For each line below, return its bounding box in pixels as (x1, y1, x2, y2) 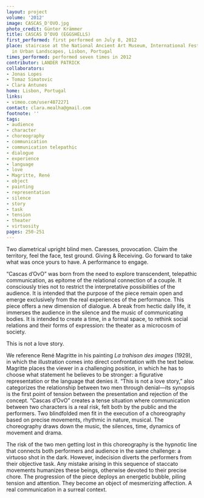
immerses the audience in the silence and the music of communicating (6, 309, 183, 316)
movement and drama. (6, 429, 63, 436)
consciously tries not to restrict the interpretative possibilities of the (6, 283, 175, 290)
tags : (6, 116, 20, 122)
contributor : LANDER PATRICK (6, 59, 80, 66)
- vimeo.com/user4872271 (6, 99, 69, 105)
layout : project (6, 8, 47, 15)
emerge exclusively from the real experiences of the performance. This (6, 295, 185, 303)
